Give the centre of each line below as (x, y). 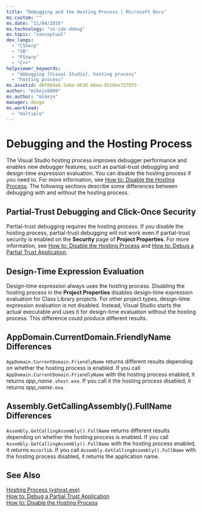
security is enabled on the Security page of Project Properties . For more (98, 239)
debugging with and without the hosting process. (68, 193)
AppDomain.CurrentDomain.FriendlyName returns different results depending (99, 361)
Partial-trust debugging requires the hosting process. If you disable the (95, 227)
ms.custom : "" (24, 18)
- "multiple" (28, 114)
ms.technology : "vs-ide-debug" (46, 29)
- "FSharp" (25, 57)
